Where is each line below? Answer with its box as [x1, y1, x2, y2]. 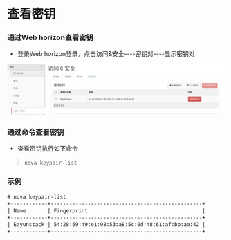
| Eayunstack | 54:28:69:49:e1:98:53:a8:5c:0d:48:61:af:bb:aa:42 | [7, 221, 206, 228]
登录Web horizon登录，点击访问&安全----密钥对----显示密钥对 [17, 50, 195, 58]
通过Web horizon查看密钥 [7, 33, 93, 42]
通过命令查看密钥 [7, 127, 64, 137]
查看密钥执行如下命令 [17, 144, 78, 152]
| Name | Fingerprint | [7, 207, 206, 214]
